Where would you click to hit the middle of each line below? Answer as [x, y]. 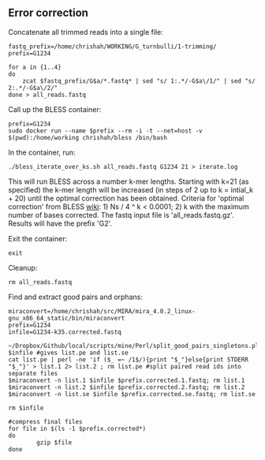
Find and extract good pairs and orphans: [76, 297]
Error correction [49, 13]
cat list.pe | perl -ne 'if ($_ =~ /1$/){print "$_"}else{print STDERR [128, 359]
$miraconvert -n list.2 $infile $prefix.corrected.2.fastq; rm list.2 [127, 387]
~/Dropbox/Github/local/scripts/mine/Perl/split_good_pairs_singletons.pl [134, 346]
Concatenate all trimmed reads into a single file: [86, 32]
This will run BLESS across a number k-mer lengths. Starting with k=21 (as [129, 181]
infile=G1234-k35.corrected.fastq [65, 332]
